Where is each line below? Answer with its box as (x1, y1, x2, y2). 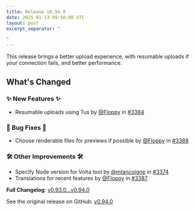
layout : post (6, 20, 39, 26)
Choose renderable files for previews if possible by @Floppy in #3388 (14, 137, 189, 144)
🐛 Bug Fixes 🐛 (6, 123, 47, 132)
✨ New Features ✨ (6, 94, 61, 103)
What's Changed (6, 76, 71, 87)
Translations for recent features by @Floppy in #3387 (14, 175, 148, 182)
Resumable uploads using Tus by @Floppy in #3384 (14, 108, 144, 115)
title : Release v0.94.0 (6, 8, 66, 15)
